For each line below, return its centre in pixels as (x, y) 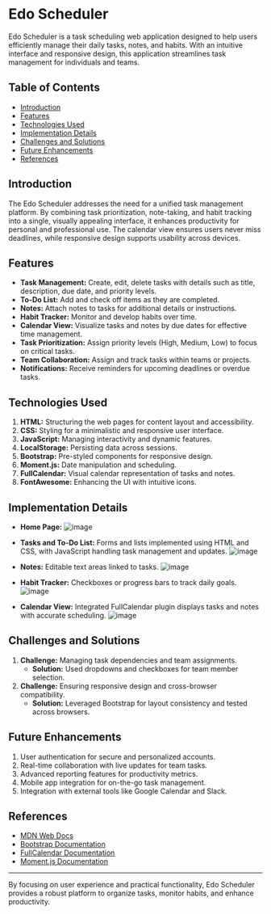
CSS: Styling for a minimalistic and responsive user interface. (122, 431)
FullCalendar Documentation (67, 853)
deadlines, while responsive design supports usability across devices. (124, 238)
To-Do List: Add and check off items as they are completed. (120, 300)
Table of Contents (54, 88)
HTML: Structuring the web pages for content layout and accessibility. (137, 422)
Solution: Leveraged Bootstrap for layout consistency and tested (140, 703)
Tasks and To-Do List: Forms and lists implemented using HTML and (134, 543)
